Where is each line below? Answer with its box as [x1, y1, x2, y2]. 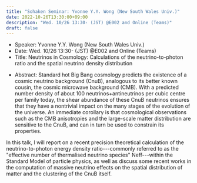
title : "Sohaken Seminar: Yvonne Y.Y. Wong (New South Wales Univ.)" [6, 8, 181, 15]
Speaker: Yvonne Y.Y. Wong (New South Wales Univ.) [14, 41, 145, 48]
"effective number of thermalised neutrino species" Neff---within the [6, 151, 173, 159]
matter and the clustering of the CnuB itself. [6, 170, 112, 177]
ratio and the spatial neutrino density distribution [14, 60, 133, 67]
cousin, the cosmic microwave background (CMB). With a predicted [14, 84, 179, 91]
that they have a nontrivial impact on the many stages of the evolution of [14, 102, 191, 109]
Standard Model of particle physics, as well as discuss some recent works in [6, 158, 192, 165]
